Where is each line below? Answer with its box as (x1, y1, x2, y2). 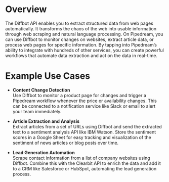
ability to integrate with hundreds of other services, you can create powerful (5, 47, 164, 53)
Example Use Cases (5, 70, 91, 82)
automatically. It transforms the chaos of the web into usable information (5, 25, 157, 31)
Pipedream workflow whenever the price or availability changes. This (12, 98, 157, 104)
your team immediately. (12, 108, 62, 114)
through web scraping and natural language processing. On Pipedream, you (5, 31, 163, 37)
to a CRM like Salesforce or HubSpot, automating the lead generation (12, 165, 157, 171)
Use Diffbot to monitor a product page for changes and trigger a (12, 92, 147, 98)
